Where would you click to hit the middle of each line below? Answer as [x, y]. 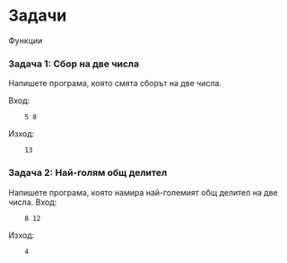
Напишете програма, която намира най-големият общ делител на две [143, 192]
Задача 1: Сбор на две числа [74, 64]
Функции [26, 40]
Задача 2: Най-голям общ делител [88, 173]
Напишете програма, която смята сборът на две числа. [115, 83]
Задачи [38, 16]
